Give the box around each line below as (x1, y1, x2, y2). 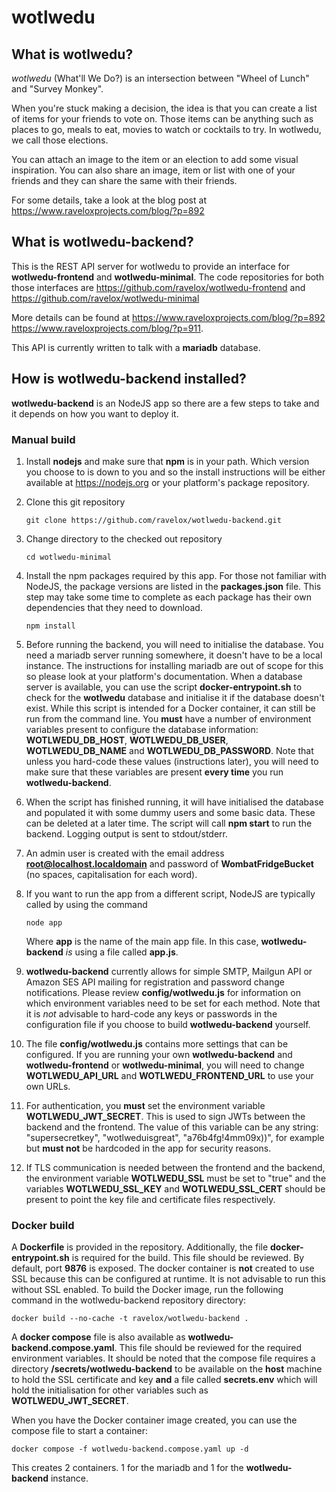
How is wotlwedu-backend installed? (11, 371, 247, 388)
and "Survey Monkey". (11, 83, 104, 95)
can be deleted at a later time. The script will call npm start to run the (25, 817, 313, 829)
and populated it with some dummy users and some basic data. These (25, 806, 316, 818)
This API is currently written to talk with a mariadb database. (11, 341, 261, 353)
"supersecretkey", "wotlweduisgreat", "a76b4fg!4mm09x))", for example (25, 1131, 325, 1143)
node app (25, 917, 63, 928)
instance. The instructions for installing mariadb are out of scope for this (25, 659, 324, 671)
